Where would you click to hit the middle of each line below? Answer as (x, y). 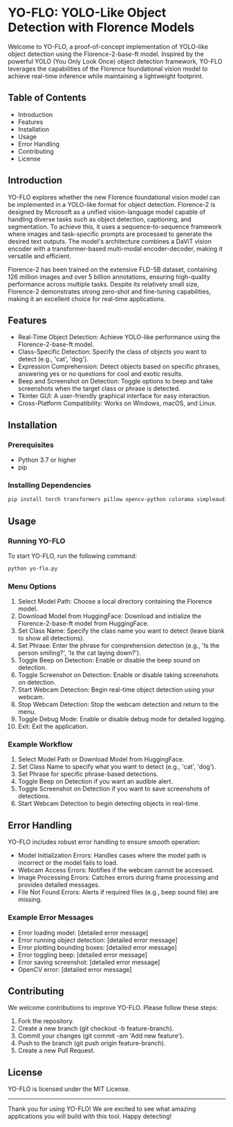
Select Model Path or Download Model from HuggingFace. (101, 759)
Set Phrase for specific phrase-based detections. (88, 774)
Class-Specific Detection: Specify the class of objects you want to (112, 352)
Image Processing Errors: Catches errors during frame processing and (118, 878)
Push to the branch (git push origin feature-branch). (92, 1043)
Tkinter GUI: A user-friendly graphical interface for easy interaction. (114, 396)
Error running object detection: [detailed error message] (98, 940)
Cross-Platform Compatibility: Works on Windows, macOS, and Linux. (117, 404)
